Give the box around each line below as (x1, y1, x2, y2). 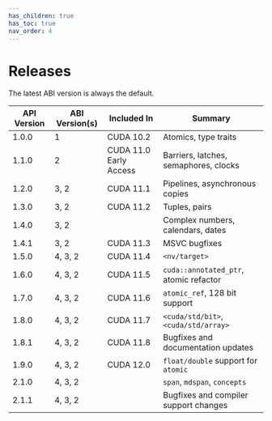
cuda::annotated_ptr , (163, 264, 244, 275)
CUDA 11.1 (107, 183, 151, 194)
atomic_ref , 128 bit (163, 287, 237, 299)
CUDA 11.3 (107, 238, 151, 249)
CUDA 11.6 (107, 292, 151, 304)
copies (163, 188, 189, 199)
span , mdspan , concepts (163, 376, 247, 388)
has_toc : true (8, 19, 57, 28)
